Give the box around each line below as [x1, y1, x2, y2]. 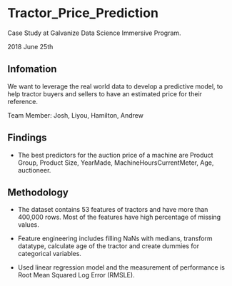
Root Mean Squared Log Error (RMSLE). [17, 271, 135, 280]
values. [17, 220, 39, 229]
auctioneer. [17, 165, 51, 174]
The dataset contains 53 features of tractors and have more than [17, 205, 208, 214]
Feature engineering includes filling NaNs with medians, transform [17, 234, 213, 243]
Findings [7, 132, 48, 144]
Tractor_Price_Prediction [7, 5, 159, 21]
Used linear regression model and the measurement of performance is [17, 263, 225, 272]
